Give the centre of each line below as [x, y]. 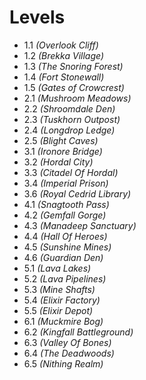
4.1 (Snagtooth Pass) [66, 204]
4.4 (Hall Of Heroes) [65, 236]
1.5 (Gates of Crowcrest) [74, 87]
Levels [37, 17]
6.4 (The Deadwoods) [69, 353]
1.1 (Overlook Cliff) [61, 45]
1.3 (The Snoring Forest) [73, 66]
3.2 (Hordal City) [58, 162]
